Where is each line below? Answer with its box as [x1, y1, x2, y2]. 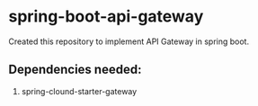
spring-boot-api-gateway [8, 6, 204, 27]
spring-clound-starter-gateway [21, 85, 138, 96]
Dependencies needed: [8, 62, 142, 77]
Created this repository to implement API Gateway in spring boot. [8, 36, 249, 47]
